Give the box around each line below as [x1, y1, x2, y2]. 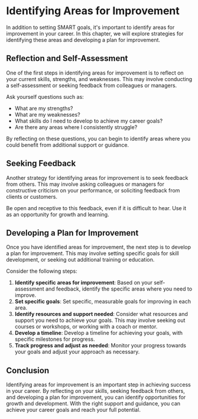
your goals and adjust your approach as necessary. [14, 348, 140, 356]
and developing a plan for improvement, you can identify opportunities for [6, 394, 186, 401]
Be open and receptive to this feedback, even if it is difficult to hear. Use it [6, 204, 187, 211]
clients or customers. [6, 193, 58, 200]
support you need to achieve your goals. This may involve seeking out [14, 317, 186, 324]
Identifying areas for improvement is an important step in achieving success [6, 381, 191, 388]
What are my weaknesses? [14, 111, 81, 118]
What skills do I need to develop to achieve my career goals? [14, 117, 163, 124]
